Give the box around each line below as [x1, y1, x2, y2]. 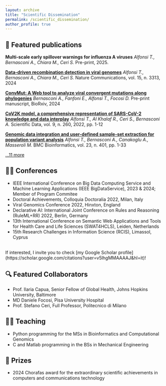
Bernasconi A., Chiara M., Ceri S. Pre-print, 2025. [5, 60, 109, 66]
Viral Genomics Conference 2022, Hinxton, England [12, 201, 120, 207]
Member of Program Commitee [12, 191, 77, 197]
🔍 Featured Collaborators [5, 270, 88, 279]
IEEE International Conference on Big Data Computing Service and [12, 180, 151, 186]
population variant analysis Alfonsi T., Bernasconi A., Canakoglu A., [5, 137, 149, 143]
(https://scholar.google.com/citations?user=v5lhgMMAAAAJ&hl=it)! [5, 255, 146, 261]
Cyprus [12, 234, 28, 240]
